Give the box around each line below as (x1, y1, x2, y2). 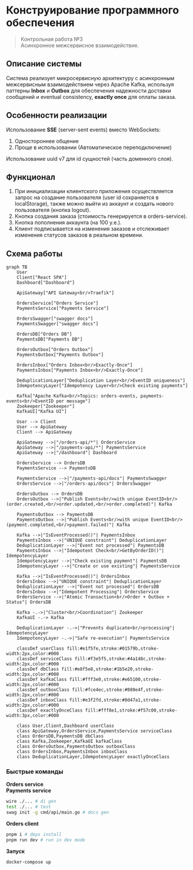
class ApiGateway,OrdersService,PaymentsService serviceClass (16, 728, 172, 734)
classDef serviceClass (16, 656, 72, 662)
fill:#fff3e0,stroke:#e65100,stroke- (69, 677, 162, 683)
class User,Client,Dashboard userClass (16, 723, 115, 729)
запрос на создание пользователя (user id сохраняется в (14, 194, 159, 201)
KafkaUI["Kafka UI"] (16, 409, 67, 415)
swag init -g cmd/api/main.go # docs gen (6, 809, 109, 816)
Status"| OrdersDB (6, 599, 51, 606)
